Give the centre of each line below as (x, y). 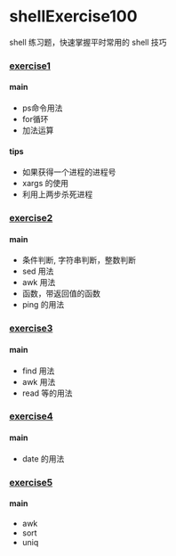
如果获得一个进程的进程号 (69, 172)
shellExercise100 (73, 16)
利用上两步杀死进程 (57, 194)
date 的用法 (43, 458)
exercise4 (31, 416)
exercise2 (31, 218)
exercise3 (31, 329)
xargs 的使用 (45, 184)
